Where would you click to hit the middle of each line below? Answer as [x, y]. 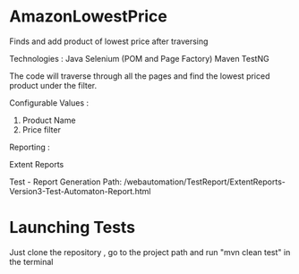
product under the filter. [53, 85]
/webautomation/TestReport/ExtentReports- [205, 182]
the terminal [31, 261]
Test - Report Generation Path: [66, 182]
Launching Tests [73, 228]
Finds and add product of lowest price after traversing [109, 41]
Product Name [49, 120]
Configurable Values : [49, 103]
